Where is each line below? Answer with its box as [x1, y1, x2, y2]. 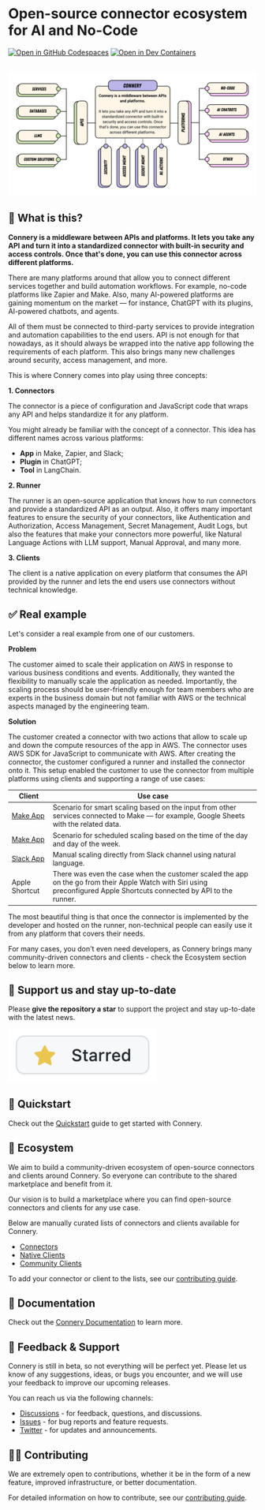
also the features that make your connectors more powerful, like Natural [8, 529, 242, 539]
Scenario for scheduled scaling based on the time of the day [52, 830, 248, 840]
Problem [8, 644, 37, 653]
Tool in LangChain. [19, 465, 81, 474]
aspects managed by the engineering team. [8, 701, 150, 711]
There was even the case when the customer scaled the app [52, 869, 248, 879]
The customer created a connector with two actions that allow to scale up [8, 731, 248, 742]
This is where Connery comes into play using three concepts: [8, 370, 207, 379]
